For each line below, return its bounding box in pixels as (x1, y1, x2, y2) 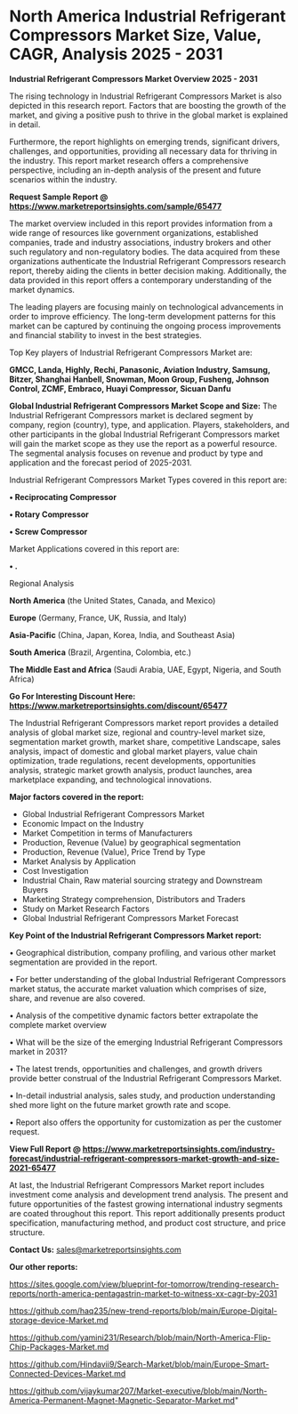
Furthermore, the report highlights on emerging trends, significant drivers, (9, 136, 280, 147)
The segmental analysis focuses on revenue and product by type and (9, 448, 263, 458)
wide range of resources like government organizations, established (9, 227, 259, 238)
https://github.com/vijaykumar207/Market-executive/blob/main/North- (9, 1386, 268, 1396)
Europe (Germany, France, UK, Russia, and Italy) (9, 612, 187, 623)
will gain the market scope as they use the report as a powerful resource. (9, 438, 278, 448)
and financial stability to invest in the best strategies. (9, 329, 202, 340)
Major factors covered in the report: (9, 791, 144, 802)
